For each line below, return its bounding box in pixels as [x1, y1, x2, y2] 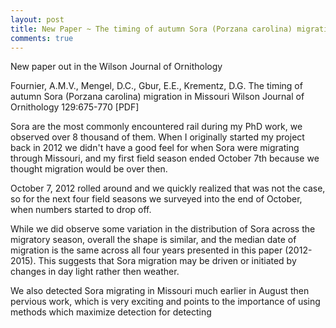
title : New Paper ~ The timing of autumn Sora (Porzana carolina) [10, 24, 293, 34]
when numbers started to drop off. [10, 204, 152, 216]
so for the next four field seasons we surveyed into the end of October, [10, 193, 303, 205]
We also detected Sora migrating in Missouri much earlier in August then [10, 285, 310, 297]
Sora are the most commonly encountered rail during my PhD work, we [10, 121, 303, 133]
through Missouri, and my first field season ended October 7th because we [10, 152, 320, 165]
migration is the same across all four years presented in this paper [10, 244, 283, 256]
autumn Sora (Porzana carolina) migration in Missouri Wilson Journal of [10, 91, 305, 103]
